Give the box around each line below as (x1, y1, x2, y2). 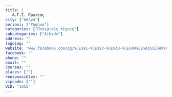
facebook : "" (5, 50, 33, 55)
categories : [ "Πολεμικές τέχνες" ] (5, 27, 79, 32)
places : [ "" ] (5, 70, 33, 75)
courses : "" (5, 65, 31, 70)
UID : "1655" (5, 84, 31, 89)
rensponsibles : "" (5, 74, 45, 80)
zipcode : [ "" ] (5, 79, 36, 84)
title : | (5, 7, 24, 13)
